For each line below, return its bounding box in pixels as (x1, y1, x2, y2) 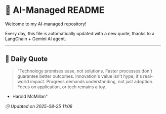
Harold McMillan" (12, 93, 48, 99)
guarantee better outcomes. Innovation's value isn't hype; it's (17, 73, 142, 79)
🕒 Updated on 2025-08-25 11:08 (5, 103, 73, 109)
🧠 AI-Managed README (5, 4, 105, 16)
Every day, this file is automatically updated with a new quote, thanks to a (5, 30, 155, 36)
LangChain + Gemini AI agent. (5, 36, 66, 42)
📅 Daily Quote (5, 55, 48, 63)
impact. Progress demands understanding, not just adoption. (30, 78, 154, 84)
